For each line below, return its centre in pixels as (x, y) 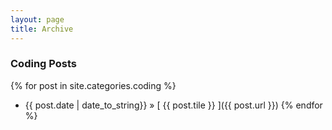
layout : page (37, 19)
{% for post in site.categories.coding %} (93, 85)
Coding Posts (43, 64)
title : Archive (42, 29)
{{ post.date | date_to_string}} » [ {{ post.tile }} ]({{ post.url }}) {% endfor (173, 105)
